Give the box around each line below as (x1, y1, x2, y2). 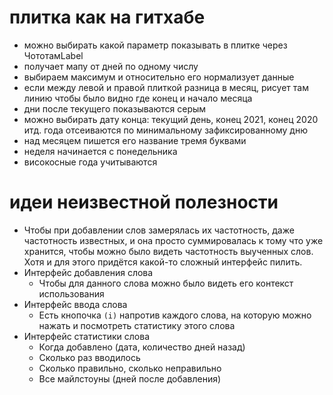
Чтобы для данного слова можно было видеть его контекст (38, 277, 294, 289)
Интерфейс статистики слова (23, 330, 151, 342)
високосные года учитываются (23, 156, 158, 168)
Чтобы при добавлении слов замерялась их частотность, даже (23, 224, 295, 236)
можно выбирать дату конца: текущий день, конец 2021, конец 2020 (23, 113, 319, 125)
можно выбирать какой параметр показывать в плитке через (23, 39, 288, 51)
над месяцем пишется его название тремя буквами (23, 134, 247, 146)
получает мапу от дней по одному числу (23, 60, 199, 72)
